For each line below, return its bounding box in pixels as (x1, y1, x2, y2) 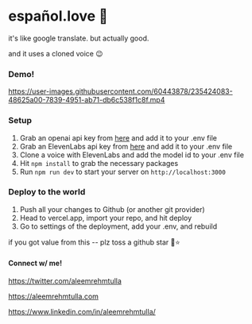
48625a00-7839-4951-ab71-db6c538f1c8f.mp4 (8, 95, 165, 105)
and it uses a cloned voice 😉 (8, 48, 103, 58)
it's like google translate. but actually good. (8, 33, 149, 43)
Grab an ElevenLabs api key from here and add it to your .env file (19, 141, 233, 151)
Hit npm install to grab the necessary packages (19, 158, 179, 168)
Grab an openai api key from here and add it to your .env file (19, 133, 217, 142)
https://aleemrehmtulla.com (8, 291, 99, 301)
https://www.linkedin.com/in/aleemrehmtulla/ (8, 307, 157, 317)
